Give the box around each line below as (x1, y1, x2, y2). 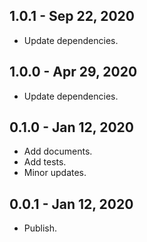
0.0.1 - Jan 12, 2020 (9, 195, 134, 213)
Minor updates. (23, 167, 87, 179)
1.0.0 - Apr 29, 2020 (9, 64, 138, 81)
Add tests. (23, 156, 67, 168)
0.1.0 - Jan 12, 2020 (9, 119, 134, 136)
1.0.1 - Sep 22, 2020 (9, 8, 135, 25)
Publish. (23, 222, 58, 234)
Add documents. (23, 145, 93, 158)
